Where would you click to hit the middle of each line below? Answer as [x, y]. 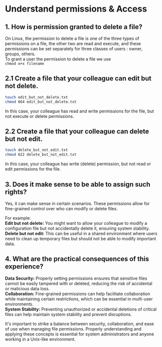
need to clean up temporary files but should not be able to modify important [81, 238]
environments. [19, 304]
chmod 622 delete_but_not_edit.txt [41, 155]
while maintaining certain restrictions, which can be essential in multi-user [79, 299]
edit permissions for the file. [33, 169]
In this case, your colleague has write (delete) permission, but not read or [78, 164]
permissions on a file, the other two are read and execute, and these [73, 44]
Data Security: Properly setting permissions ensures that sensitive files [76, 278]
